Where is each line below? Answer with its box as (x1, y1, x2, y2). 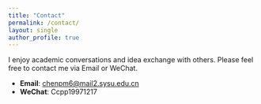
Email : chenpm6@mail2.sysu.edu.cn (19, 79, 140, 88)
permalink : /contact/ (8, 19, 80, 27)
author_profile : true (8, 33, 80, 42)
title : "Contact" (8, 11, 66, 20)
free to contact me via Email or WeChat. (8, 64, 138, 73)
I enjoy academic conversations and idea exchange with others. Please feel (8, 55, 254, 65)
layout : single (8, 26, 59, 34)
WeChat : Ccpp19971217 (19, 87, 97, 97)
